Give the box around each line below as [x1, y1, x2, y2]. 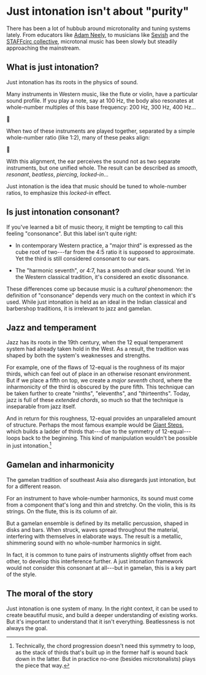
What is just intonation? [6, 62, 99, 73]
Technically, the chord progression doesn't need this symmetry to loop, [15, 642, 196, 649]
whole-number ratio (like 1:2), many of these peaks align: [6, 133, 150, 141]
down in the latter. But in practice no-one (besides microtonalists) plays [15, 655, 196, 662]
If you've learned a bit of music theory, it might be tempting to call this [6, 223, 184, 231]
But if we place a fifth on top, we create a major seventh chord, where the [6, 377, 193, 384]
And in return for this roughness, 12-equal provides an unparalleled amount [6, 415, 196, 422]
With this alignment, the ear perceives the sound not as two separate [6, 157, 181, 165]
